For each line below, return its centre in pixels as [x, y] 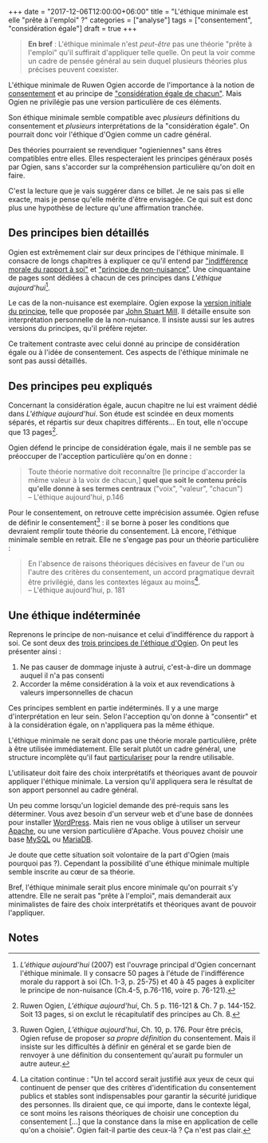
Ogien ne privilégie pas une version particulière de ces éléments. [115, 102]
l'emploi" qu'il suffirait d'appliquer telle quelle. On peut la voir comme [141, 52]
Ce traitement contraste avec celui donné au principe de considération [124, 344]
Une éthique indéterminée [75, 615]
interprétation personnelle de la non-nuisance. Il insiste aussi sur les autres [132, 320]
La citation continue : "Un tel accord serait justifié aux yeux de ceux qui [137, 1079]
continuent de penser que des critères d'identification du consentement [138, 1087]
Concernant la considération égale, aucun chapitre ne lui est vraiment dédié [133, 405]
